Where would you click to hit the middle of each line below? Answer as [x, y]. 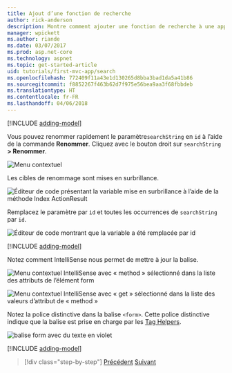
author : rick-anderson [40, 20]
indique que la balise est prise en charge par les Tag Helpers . [94, 321]
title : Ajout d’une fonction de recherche [69, 13]
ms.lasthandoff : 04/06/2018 [48, 104]
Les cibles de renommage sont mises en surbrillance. [83, 178]
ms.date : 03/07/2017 [37, 46]
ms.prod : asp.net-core [40, 52]
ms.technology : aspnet [40, 59]
